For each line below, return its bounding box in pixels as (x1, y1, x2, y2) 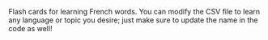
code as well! (8, 24, 53, 33)
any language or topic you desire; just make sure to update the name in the (8, 15, 258, 25)
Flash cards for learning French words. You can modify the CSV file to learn (8, 7, 261, 16)
